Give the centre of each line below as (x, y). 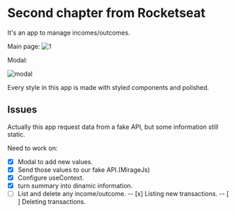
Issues (22, 110)
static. (16, 134)
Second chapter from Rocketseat (107, 13)
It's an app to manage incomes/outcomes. (69, 33)
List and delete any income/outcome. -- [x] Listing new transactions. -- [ (123, 194)
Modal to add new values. (55, 161)
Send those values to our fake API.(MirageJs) (84, 169)
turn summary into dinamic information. (75, 185)
